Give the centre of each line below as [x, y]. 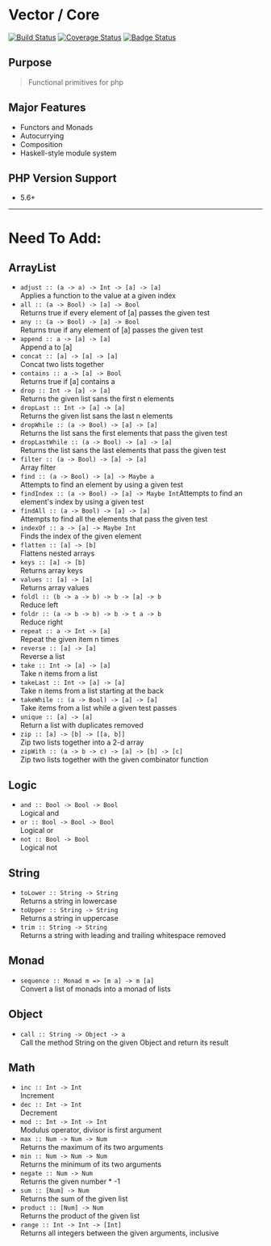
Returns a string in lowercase [69, 901]
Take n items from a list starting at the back [92, 691]
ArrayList [32, 267]
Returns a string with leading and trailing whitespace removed [123, 935]
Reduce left [39, 605]
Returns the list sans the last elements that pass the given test [123, 450]
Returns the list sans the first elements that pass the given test [124, 433]
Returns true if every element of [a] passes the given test [115, 313]
